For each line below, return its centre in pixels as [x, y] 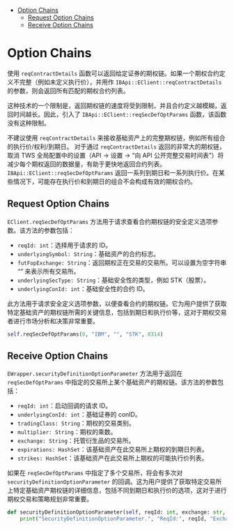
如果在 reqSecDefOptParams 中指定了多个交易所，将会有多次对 [95, 473]
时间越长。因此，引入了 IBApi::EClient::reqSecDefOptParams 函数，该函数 [120, 114]
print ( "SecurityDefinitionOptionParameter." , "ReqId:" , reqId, [114, 519]
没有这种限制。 [29, 123]
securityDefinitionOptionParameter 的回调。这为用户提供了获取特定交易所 [115, 482]
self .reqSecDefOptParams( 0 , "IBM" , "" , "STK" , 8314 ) [85, 334]
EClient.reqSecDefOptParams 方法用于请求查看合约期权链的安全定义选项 [110, 221]
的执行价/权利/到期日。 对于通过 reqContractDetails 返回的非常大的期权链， [116, 147]
